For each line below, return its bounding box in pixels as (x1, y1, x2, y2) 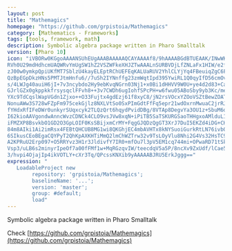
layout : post (7, 10, 45, 17)
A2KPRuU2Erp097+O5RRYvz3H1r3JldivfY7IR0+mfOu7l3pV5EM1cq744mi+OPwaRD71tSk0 (7, 139, 230, 146)
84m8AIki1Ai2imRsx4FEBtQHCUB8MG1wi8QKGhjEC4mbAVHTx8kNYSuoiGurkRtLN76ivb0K (7, 126, 230, 133)
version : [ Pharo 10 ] (7, 49, 67, 56)
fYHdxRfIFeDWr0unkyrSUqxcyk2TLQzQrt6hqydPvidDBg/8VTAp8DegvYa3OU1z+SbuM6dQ (7, 106, 230, 113)
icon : (7, 55, 23, 62)
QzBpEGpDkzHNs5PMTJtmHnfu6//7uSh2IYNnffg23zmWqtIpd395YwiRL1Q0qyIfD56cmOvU (7, 74, 230, 82)
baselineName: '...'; (32, 177, 95, 184)
